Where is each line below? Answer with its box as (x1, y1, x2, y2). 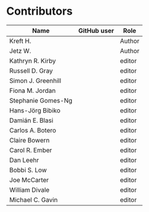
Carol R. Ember (9, 145, 52, 154)
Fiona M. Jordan (9, 86, 56, 95)
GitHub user (78, 26, 114, 35)
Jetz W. (9, 46, 32, 55)
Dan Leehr (9, 156, 40, 164)
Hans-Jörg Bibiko (9, 106, 61, 114)
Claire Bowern (9, 136, 50, 144)
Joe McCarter (9, 175, 49, 184)
